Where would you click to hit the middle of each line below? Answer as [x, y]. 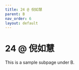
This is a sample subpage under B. [40, 62]
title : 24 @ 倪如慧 [24, 9]
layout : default [21, 23]
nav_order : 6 [18, 18]
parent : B [15, 14]
